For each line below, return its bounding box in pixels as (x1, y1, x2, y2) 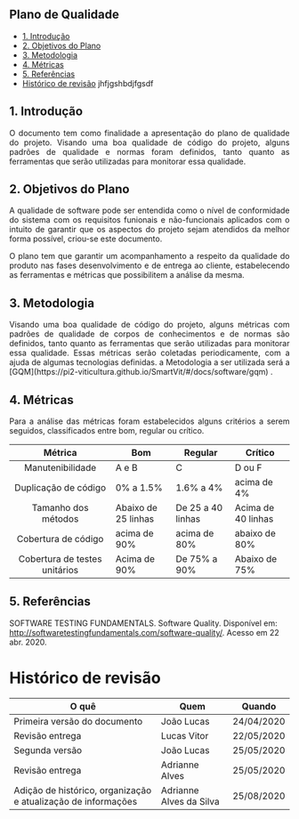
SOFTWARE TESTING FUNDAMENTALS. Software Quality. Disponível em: (9, 618, 278, 628)
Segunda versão (13, 743, 83, 756)
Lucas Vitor (160, 729, 209, 742)
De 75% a (175, 553, 218, 565)
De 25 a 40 (175, 502, 223, 515)
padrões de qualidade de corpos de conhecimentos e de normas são (9, 328, 290, 339)
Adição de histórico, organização (13, 783, 152, 796)
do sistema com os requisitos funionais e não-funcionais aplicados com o (9, 215, 290, 225)
